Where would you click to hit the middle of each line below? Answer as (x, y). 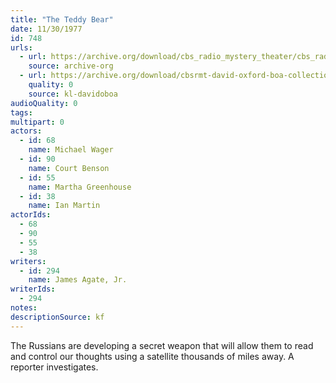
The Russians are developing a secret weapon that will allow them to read (162, 345)
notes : (24, 308)
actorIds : (31, 215)
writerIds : (33, 289)
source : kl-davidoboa (73, 94)
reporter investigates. (54, 367)
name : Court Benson (69, 168)
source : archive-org (71, 66)
